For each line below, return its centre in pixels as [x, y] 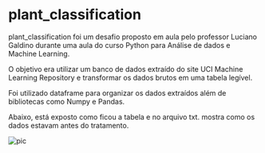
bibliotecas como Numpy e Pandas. [67, 101]
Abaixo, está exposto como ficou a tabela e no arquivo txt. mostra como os [132, 116]
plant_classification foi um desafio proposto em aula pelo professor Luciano [133, 37]
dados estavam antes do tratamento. [69, 125]
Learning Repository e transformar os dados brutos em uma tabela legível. [131, 77]
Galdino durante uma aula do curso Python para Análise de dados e [119, 45]
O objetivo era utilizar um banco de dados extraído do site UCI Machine [126, 69]
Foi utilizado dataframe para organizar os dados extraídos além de [117, 92]
